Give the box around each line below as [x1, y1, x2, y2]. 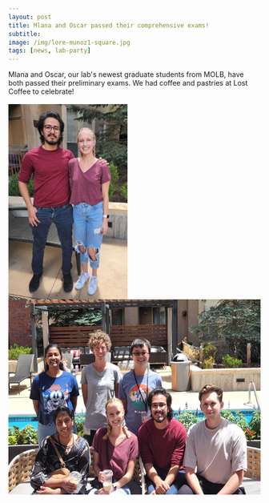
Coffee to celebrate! [8, 87, 74, 96]
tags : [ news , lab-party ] [8, 46, 91, 55]
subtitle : [8, 30, 42, 38]
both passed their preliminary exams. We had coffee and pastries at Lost [8, 78, 248, 88]
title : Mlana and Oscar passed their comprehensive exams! [8, 21, 210, 30]
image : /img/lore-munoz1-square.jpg [8, 38, 130, 46]
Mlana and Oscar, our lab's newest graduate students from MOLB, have [8, 70, 244, 79]
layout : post [8, 13, 52, 21]
